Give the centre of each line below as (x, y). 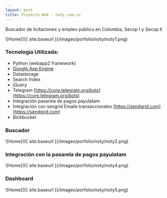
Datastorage (26, 74)
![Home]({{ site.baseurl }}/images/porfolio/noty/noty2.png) (67, 141)
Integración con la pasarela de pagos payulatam (66, 154)
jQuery (20, 85)
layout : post (19, 10)
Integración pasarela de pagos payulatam (56, 101)
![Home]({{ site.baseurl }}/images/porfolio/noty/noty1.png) (66, 39)
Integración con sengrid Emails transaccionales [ (64, 106)
